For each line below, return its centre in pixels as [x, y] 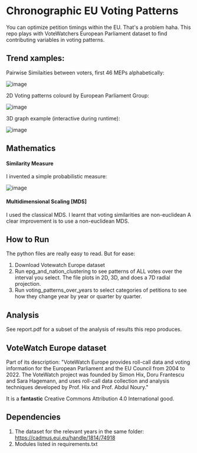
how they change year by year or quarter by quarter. [78, 296]
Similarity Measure [30, 163]
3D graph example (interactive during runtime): [63, 118]
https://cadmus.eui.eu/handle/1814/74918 [65, 438]
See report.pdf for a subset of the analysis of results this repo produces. [94, 330]
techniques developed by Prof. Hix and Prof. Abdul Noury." [77, 387]
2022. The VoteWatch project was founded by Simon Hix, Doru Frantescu [95, 374]
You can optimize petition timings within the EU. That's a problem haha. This [98, 27]
